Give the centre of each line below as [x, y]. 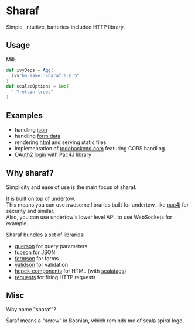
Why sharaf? [30, 173]
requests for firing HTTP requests [55, 277]
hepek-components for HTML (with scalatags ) [70, 271]
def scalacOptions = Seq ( [37, 87]
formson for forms [37, 258]
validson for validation [41, 264]
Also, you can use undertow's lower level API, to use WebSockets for [89, 217]
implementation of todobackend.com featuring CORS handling [90, 148]
